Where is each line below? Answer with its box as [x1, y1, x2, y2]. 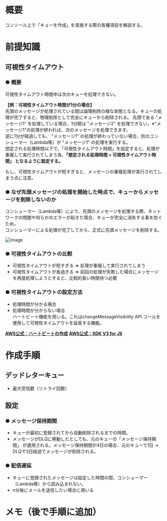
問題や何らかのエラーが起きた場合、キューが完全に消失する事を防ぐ [22, 215, 163, 221]
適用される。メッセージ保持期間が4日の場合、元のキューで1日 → [26, 442, 159, 448]
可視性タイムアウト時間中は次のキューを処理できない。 [5, 91, 119, 97]
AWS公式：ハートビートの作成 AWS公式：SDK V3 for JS [5, 330, 123, 336]
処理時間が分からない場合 [12, 307, 65, 313]
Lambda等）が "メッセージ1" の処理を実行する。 [31, 139, 131, 145]
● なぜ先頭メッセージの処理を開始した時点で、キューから [5, 188, 144, 195]
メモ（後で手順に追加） [5, 506, 102, 518]
